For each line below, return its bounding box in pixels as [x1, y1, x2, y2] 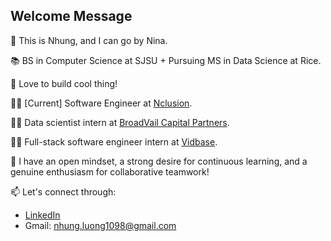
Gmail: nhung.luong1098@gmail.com [24, 219, 177, 231]
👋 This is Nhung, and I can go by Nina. [10, 34, 168, 46]
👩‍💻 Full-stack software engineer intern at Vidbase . [10, 135, 218, 148]
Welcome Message [10, 8, 133, 25]
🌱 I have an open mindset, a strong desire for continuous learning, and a [10, 155, 308, 167]
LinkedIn [24, 209, 61, 221]
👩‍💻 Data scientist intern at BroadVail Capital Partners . [10, 116, 230, 128]
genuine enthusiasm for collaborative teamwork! [10, 165, 210, 178]
